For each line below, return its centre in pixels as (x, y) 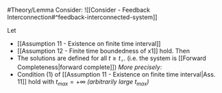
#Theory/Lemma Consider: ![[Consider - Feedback (79, 10)
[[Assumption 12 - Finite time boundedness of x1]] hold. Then (103, 51)
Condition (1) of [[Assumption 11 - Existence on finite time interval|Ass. (116, 74)
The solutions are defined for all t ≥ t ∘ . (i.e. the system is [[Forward (112, 59)
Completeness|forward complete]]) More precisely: (89, 67)
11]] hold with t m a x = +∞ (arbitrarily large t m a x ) (83, 82)
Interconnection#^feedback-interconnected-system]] (82, 17)
